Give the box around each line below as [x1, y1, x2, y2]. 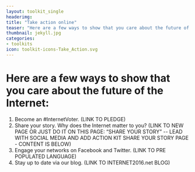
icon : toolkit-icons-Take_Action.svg [6, 47, 98, 52]
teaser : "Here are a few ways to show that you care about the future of [6, 24, 190, 31]
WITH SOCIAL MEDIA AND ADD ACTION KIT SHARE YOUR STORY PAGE [14, 134, 189, 141]
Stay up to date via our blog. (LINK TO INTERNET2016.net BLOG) [14, 159, 170, 166]
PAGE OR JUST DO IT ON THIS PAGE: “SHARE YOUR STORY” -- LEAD [14, 128, 183, 135]
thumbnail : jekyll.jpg [6, 30, 61, 36]
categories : [6, 36, 35, 41]
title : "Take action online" [6, 19, 77, 25]
